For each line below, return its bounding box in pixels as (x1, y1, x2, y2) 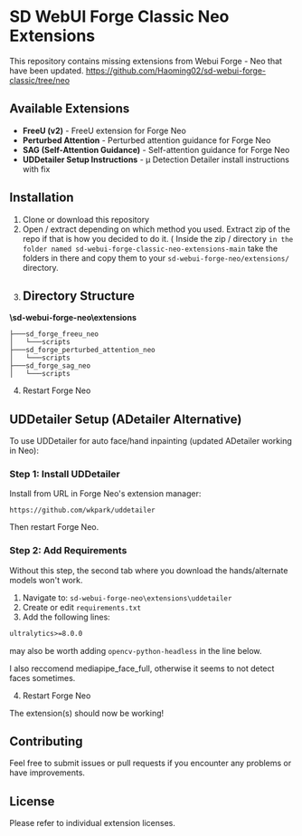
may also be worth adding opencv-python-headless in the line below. (9, 645, 262, 656)
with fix (22, 163, 51, 174)
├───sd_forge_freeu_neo (9, 330, 99, 339)
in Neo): (9, 446, 39, 456)
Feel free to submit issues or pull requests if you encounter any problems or (9, 758, 292, 769)
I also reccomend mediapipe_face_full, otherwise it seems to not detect (9, 663, 275, 674)
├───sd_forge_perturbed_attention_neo (9, 346, 156, 355)
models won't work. (9, 574, 83, 585)
